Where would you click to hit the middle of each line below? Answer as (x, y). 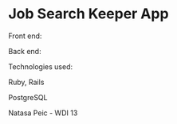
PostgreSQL (28, 97)
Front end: (25, 36)
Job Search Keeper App (88, 14)
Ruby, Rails (26, 82)
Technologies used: (41, 66)
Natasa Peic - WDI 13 (43, 113)
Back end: (25, 51)
